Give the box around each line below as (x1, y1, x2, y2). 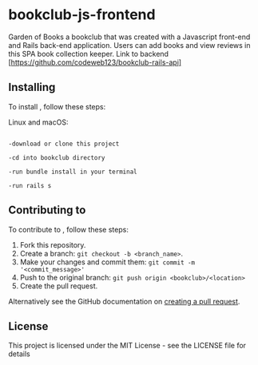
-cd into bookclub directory (8, 153, 105, 161)
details (8, 349, 30, 359)
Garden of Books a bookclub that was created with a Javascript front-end (8, 32, 251, 42)
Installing (8, 81, 56, 94)
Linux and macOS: (8, 117, 69, 127)
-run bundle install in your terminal (8, 168, 137, 176)
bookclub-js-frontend (8, 6, 156, 24)
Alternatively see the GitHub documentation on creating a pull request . (8, 296, 240, 306)
